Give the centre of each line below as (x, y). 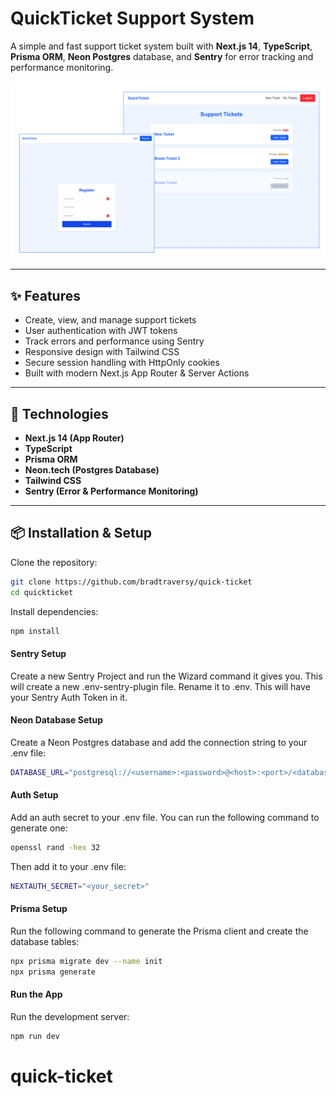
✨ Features (45, 295)
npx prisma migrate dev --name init (86, 961)
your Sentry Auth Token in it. (69, 697)
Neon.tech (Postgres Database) (92, 470)
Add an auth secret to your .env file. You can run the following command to (165, 817)
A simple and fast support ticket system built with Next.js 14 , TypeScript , (161, 46)
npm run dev (35, 1036)
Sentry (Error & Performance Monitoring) (111, 491)
